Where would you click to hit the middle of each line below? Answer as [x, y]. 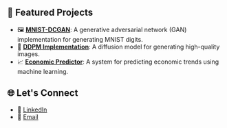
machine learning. [43, 71]
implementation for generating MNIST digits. [80, 39]
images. [28, 54]
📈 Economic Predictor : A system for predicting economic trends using [118, 62]
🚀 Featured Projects [50, 13]
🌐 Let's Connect [43, 93]
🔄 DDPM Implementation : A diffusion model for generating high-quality [118, 47]
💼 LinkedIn [32, 110]
